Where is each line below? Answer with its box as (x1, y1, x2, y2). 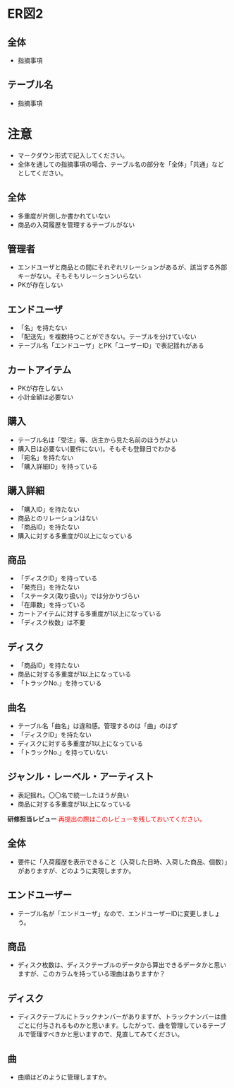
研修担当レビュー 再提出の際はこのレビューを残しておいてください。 (7, 814, 207, 823)
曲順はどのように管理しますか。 (17, 1072, 111, 1081)
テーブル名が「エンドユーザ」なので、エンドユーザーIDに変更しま (17, 909, 209, 918)
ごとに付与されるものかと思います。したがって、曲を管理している (17, 1022, 208, 1030)
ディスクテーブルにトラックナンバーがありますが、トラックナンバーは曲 (17, 1012, 227, 1021)
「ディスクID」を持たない (17, 730, 92, 739)
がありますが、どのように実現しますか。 (17, 866, 135, 875)
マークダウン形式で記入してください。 (17, 151, 129, 159)
